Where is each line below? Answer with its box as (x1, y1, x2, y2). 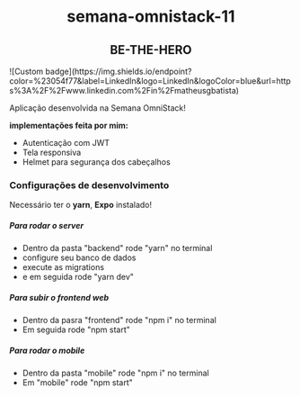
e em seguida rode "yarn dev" (22, 272, 135, 283)
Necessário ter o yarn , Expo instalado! (9, 200, 153, 211)
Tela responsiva (22, 147, 82, 158)
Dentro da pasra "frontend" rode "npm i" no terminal (22, 315, 217, 326)
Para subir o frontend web (9, 292, 110, 302)
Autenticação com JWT (22, 138, 110, 148)
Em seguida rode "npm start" (22, 324, 130, 335)
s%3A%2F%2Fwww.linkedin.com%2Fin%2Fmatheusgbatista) (9, 86, 240, 95)
